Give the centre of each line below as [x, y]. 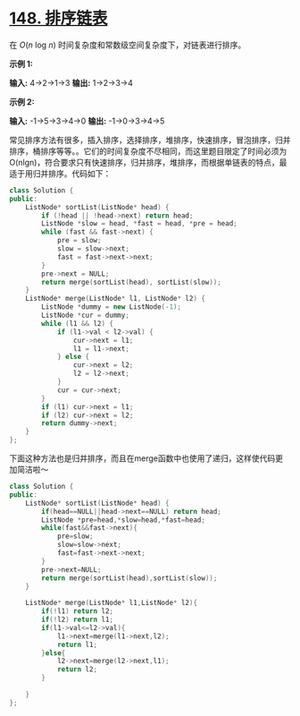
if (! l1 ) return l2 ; [78, 611]
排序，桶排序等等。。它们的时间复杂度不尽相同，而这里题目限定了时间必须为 [148, 151]
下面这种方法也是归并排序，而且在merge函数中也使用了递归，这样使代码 [142, 458]
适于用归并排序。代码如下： [60, 173]
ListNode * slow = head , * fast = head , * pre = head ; [140, 224]
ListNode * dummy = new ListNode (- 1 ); [111, 307]
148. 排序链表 [58, 18]
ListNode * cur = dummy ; [85, 315]
